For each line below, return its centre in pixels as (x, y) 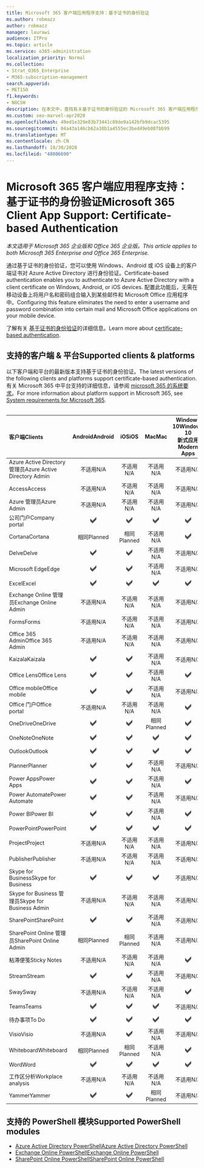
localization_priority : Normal (46, 58)
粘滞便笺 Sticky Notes (36, 960)
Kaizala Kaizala (27, 659)
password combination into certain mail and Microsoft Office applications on (102, 309)
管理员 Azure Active (33, 469)
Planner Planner (28, 765)
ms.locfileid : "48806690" (39, 154)
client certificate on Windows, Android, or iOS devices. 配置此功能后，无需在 (102, 287)
